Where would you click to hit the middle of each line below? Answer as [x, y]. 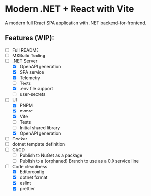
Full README [25, 50]
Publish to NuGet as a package [51, 155]
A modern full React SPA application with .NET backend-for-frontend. [76, 23]
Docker [20, 139]
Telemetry [30, 78]
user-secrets [33, 94]
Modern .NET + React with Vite [70, 9]
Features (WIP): [30, 38]
